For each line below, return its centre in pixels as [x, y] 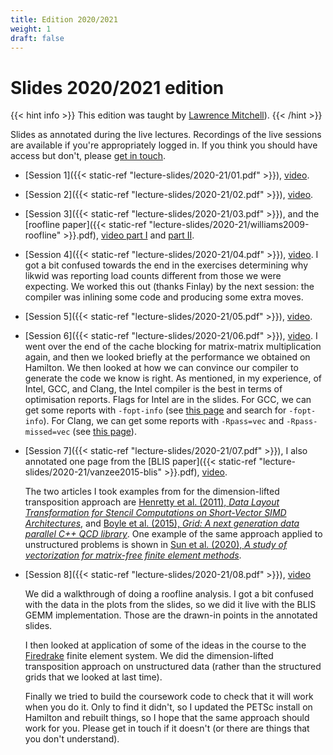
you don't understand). [72, 739]
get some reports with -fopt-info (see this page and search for [155, 410]
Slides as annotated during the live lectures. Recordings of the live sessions [166, 135]
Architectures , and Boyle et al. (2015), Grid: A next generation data [162, 523]
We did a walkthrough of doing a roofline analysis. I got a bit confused [169, 594]
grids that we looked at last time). [93, 677]
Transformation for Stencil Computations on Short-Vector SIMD [155, 513]
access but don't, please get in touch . [88, 156]
